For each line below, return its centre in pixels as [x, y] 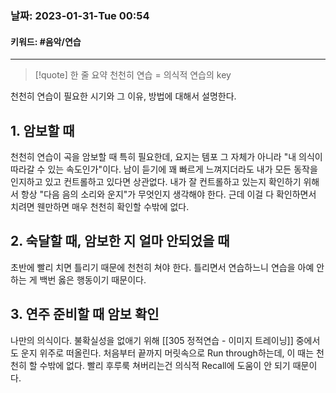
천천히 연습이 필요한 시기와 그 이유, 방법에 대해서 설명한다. [123, 96]
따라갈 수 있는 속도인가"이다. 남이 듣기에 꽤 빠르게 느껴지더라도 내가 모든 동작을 [164, 169]
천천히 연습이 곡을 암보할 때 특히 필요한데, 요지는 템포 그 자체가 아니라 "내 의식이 [166, 156]
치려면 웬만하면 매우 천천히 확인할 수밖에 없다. [100, 206]
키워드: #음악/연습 [46, 41]
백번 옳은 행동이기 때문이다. [93, 279]
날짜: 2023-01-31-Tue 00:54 [80, 15]
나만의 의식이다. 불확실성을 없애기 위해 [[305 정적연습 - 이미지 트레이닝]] [152, 340]
